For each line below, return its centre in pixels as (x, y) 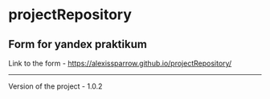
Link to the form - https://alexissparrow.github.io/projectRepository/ (120, 63)
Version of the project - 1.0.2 (55, 86)
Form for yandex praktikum (78, 44)
